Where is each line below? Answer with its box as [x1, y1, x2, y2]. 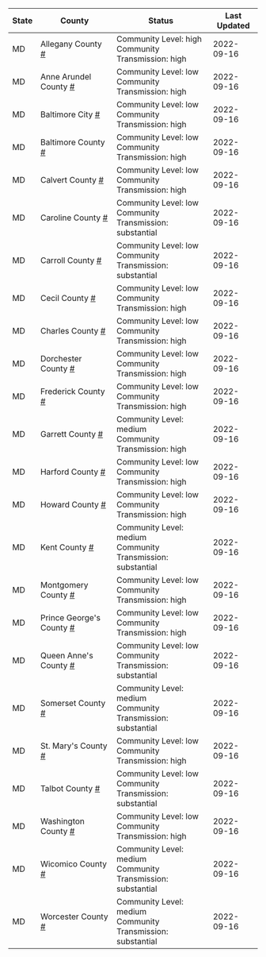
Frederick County [40, 386, 105, 396]
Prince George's [40, 612, 101, 623]
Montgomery [40, 580, 89, 590]
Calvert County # [40, 175, 104, 185]
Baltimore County [40, 137, 105, 148]
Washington [40, 816, 85, 827]
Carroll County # [40, 255, 102, 265]
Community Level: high [116, 33, 202, 44]
